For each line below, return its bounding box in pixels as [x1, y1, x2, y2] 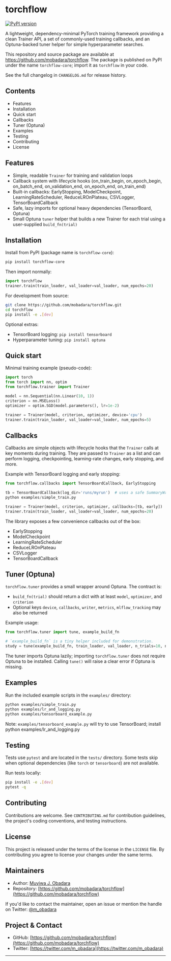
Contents [5, 87, 36, 96]
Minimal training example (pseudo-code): [5, 365, 92, 371]
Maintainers [5, 866, 45, 875]
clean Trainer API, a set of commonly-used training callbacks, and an [5, 36, 150, 42]
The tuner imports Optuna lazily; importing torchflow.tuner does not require [5, 653, 165, 659]
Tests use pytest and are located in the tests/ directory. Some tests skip [5, 754, 158, 761]
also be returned [12, 610, 47, 616]
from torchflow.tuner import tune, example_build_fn [5, 630, 120, 635]
